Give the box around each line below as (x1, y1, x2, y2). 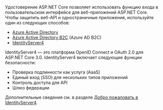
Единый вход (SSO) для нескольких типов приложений (12, 75, 128, 80)
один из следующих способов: (5, 20, 70, 26)
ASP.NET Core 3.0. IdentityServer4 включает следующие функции (5, 55, 142, 60)
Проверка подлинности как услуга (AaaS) (12, 69, 101, 75)
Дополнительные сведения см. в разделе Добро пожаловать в (5, 94, 138, 100)
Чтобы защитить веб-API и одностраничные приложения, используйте (5, 15, 154, 20)
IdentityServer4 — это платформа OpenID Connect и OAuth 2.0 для (5, 49, 144, 55)
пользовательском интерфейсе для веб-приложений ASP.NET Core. (5, 9, 148, 15)
